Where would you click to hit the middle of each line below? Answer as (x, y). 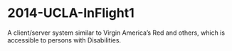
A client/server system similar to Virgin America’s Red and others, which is (116, 33)
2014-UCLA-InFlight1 (71, 13)
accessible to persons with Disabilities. (64, 40)
